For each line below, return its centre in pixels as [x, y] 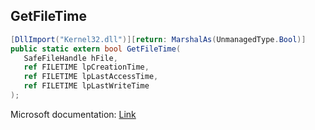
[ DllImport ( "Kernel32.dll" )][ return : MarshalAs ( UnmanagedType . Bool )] [158, 39]
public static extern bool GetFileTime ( [96, 49]
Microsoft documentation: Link [73, 114]
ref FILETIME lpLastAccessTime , [91, 77]
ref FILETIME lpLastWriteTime [86, 86]
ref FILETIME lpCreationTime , [86, 67]
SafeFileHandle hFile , [70, 58]
